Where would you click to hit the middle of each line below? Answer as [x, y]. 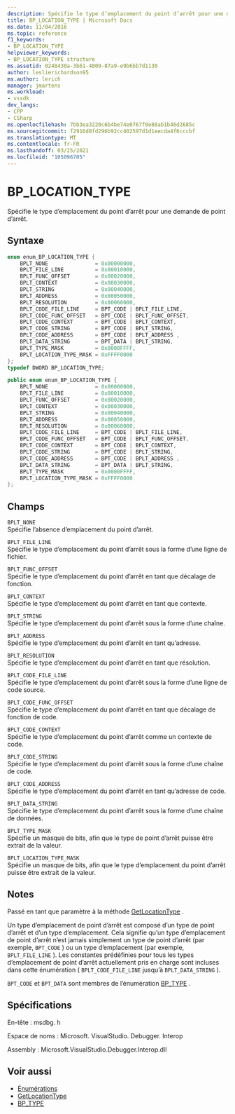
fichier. [17, 557]
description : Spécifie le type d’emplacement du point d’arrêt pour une [115, 14]
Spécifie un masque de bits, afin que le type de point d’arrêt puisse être [111, 838]
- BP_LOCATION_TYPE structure [51, 60]
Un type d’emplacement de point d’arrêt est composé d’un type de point [111, 925]
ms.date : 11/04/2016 [37, 27]
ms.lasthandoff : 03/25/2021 [48, 151]
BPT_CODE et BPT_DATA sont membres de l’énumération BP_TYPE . [99, 983]
